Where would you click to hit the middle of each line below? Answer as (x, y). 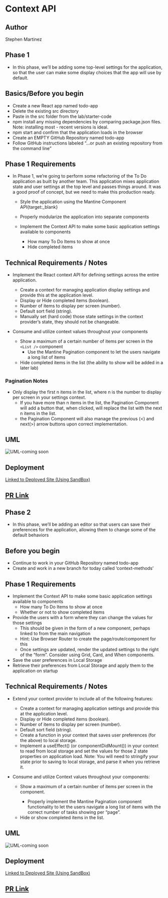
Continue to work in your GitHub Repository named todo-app (75, 563)
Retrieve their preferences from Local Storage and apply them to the (83, 665)
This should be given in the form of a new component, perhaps (85, 628)
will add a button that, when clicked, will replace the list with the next (91, 408)
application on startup (35, 671)
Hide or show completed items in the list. (62, 817)
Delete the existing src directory (45, 111)
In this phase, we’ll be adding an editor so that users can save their (81, 524)
